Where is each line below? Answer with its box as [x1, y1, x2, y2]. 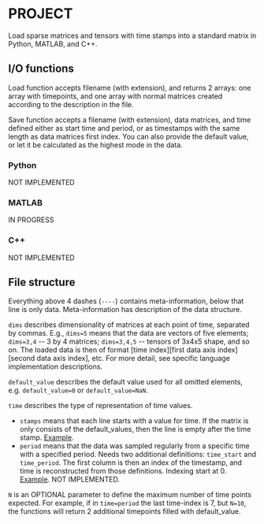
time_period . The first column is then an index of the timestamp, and [19, 458, 243, 467]
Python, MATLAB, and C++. [8, 39, 98, 48]
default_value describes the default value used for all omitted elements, [8, 377, 243, 387]
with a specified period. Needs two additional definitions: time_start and [19, 450, 256, 459]
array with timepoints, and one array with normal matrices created [8, 91, 223, 101]
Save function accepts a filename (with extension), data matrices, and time [8, 115, 251, 124]
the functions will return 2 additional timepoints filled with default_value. [8, 507, 241, 516]
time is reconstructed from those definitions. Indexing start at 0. [19, 466, 227, 476]
